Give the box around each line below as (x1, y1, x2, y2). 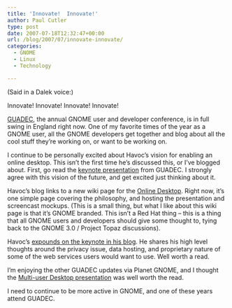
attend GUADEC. (7, 294, 55, 302)
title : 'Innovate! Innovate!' (7, 10, 99, 17)
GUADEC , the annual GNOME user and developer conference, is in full (7, 115, 210, 123)
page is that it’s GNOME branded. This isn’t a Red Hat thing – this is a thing (7, 209, 222, 217)
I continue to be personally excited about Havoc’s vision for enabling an (7, 150, 213, 159)
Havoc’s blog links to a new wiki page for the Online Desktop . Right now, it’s (7, 186, 225, 195)
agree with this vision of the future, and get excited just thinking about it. (7, 173, 216, 181)
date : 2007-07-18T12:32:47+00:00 (7, 29, 105, 37)
